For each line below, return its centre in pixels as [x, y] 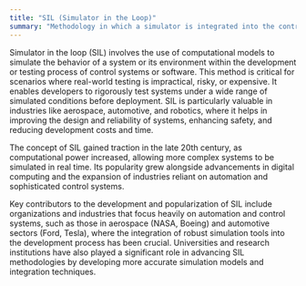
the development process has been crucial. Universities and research [140, 242]
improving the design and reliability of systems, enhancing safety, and [141, 120]
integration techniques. [53, 271]
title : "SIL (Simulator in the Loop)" [83, 18]
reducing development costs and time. [82, 129]
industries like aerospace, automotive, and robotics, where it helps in [138, 110]
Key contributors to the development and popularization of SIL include [141, 204]
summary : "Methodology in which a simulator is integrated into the [142, 26]
